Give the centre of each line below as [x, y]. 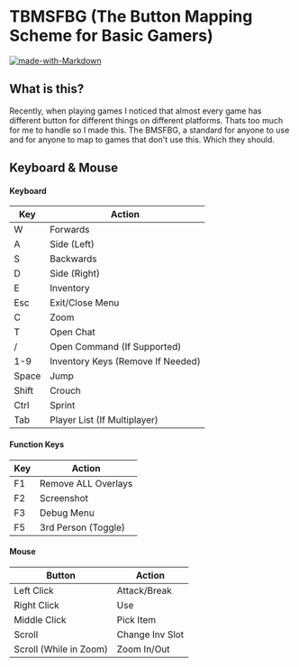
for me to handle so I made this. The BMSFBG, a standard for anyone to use [149, 130]
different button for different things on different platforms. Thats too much [146, 120]
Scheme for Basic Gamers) [111, 36]
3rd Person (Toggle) [82, 527]
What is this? [47, 89]
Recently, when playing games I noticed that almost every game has [136, 111]
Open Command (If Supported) [115, 347]
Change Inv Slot [150, 635]
